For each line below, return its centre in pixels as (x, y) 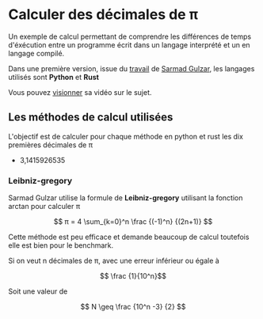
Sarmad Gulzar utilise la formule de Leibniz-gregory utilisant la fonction (126, 198)
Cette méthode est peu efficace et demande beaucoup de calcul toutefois (129, 237)
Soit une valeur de (38, 291)
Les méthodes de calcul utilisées (91, 118)
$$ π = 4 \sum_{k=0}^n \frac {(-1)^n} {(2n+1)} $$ (133, 222)
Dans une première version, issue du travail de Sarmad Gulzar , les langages (131, 68)
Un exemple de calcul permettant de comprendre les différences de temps (130, 36)
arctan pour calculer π (44, 207)
